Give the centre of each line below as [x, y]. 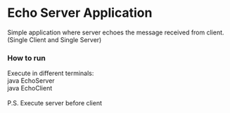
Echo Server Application [80, 13]
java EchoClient [30, 88]
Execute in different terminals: [51, 73]
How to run [26, 58]
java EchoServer [31, 81]
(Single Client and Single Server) [55, 39]
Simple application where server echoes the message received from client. [116, 32]
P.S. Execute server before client [55, 103]
